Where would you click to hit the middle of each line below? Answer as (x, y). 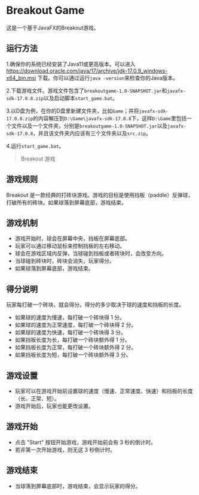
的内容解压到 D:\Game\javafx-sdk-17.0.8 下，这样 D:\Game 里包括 (110, 118)
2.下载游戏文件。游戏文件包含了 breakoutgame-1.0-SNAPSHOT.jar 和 (87, 90)
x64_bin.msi (21, 78)
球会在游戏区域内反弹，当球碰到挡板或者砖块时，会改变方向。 (91, 253)
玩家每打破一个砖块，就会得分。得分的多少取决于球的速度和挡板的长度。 (95, 305)
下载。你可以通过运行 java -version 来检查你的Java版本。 (108, 78)
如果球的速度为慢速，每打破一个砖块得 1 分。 (70, 317)
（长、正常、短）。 (37, 398)
